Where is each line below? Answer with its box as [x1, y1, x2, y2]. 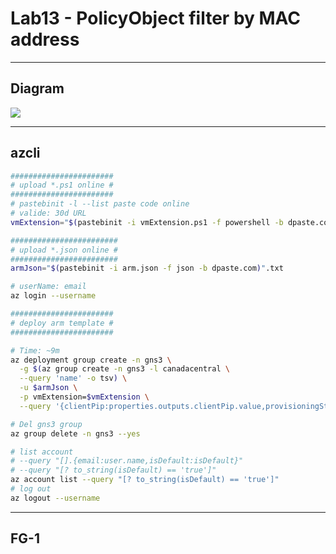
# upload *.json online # [10, 245, 118, 255]
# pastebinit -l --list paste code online [10, 199, 190, 209]
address [10, 28, 80, 51]
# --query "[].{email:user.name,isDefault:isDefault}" [10, 456, 244, 466]
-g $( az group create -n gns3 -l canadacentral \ [19, 364, 230, 374]
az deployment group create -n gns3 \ [10, 355, 172, 365]
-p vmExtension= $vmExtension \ [19, 392, 150, 402]
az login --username [10, 291, 97, 301]
